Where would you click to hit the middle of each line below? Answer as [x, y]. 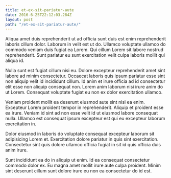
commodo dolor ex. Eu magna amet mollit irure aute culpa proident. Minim [83, 165]
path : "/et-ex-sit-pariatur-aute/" [43, 24]
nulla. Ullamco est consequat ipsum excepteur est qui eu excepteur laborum [85, 119]
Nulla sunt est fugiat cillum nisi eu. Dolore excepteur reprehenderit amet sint [85, 71]
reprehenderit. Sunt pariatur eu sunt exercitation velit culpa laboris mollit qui [85, 55]
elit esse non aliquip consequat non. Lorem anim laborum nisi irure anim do [84, 87]
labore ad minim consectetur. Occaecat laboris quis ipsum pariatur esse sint [85, 76]
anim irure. [17, 150]
